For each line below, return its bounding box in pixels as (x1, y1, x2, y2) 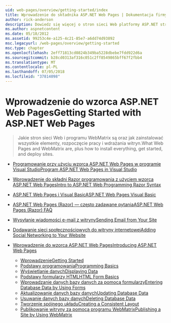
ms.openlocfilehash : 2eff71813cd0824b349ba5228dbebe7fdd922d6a (5, 50, 142, 55)
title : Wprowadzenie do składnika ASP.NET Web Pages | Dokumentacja (5, 12, 154, 17)
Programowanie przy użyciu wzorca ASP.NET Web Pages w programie (12, 160, 161, 167)
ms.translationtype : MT (5, 60, 56, 65)
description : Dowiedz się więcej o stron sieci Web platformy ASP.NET (5, 21, 158, 27)
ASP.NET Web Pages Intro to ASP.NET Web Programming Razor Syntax (12, 181, 161, 188)
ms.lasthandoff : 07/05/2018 (5, 70, 65, 75)
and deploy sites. (17, 151, 54, 157)
